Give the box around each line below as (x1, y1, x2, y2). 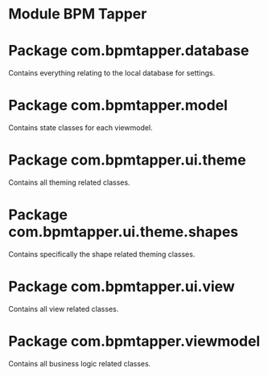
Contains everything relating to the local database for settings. (8, 68, 216, 78)
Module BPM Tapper (8, 5, 147, 23)
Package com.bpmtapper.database (8, 42, 249, 60)
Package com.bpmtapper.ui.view (8, 278, 235, 296)
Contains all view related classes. (8, 304, 119, 313)
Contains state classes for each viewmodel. (8, 123, 153, 133)
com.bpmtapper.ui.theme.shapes (8, 223, 239, 241)
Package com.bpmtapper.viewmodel (8, 333, 261, 350)
